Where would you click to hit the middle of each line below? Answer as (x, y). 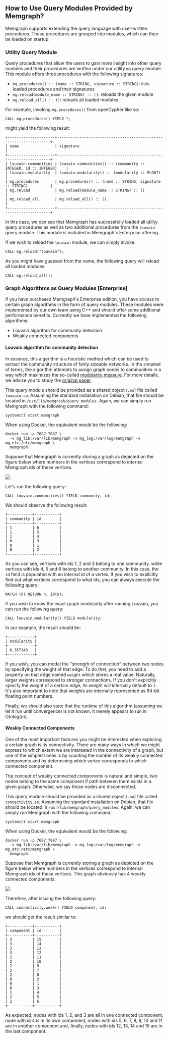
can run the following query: (34, 609)
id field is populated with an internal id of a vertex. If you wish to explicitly (82, 574)
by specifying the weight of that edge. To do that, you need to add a (76, 669)
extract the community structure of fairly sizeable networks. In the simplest (83, 364)
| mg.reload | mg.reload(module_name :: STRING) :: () (75, 191)
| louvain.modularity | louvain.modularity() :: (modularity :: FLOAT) (83, 173)
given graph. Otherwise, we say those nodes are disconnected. (71, 787)
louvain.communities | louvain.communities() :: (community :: (77, 164)
